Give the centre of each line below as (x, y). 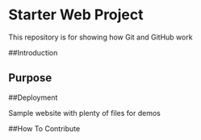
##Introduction (33, 52)
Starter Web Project (76, 15)
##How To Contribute (44, 128)
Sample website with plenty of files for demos (85, 113)
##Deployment (33, 97)
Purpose (30, 78)
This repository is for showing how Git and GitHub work (100, 37)
